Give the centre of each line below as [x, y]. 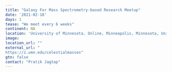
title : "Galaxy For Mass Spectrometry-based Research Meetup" [73, 10]
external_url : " [23, 48]
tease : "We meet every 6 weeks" [40, 24]
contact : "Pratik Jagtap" [33, 62]
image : [12, 39]
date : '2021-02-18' [26, 15]
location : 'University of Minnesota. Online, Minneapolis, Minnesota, [82, 33]
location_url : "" [24, 43]
